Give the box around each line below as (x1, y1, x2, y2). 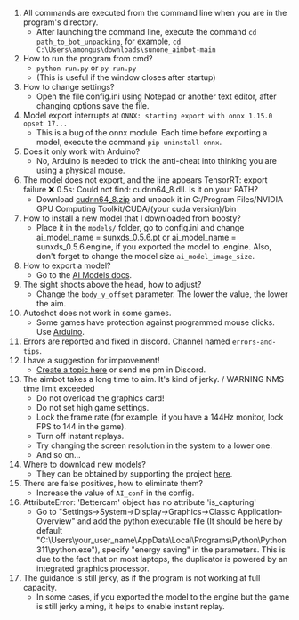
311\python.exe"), (36, 544, 101, 555)
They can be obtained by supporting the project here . (36, 469, 233, 479)
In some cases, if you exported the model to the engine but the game (36, 591, 290, 602)
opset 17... (22, 119, 68, 128)
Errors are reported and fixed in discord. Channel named (22, 336, 230, 347)
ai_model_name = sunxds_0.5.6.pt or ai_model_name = (36, 232, 237, 242)
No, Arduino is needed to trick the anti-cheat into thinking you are (36, 156, 277, 166)
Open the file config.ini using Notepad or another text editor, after (36, 91, 277, 102)
